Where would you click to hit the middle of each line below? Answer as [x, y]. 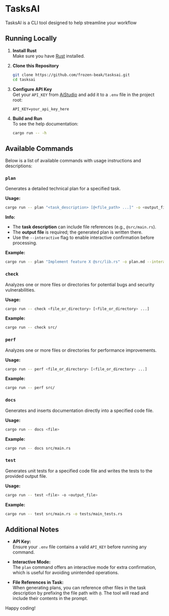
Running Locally [31, 38]
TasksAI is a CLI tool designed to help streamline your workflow [71, 23]
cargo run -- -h [29, 133]
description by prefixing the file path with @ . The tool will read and [80, 593]
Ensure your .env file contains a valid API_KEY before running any [79, 547]
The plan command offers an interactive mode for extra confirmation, [84, 567]
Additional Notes [32, 529]
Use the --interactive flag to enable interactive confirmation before [83, 238]
